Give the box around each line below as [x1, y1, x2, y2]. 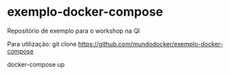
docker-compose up [7, 60, 65, 68]
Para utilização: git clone [7, 40, 77, 48]
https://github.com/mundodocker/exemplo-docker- [78, 40, 223, 48]
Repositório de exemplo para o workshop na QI [7, 27, 141, 35]
